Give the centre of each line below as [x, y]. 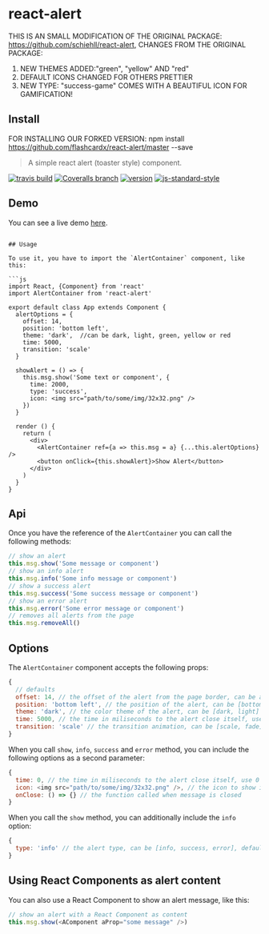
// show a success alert [50, 586]
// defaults [36, 689]
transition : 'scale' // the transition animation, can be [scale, [128, 727]
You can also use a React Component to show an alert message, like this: [129, 900]
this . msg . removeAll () [44, 623]
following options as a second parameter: [77, 758]
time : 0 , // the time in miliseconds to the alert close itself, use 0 [138, 780]
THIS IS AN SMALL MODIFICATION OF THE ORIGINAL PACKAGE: [115, 36]
